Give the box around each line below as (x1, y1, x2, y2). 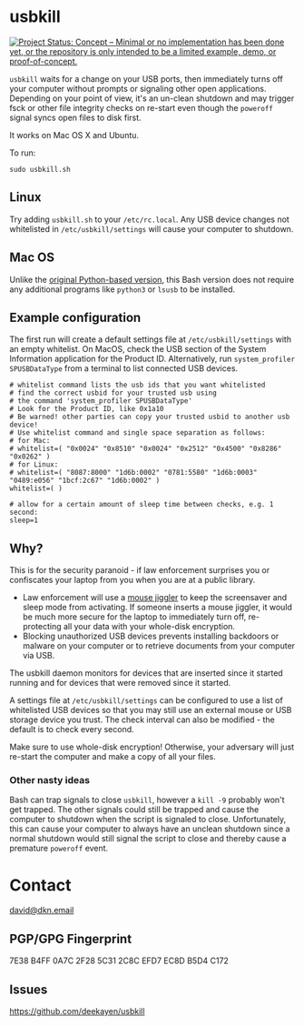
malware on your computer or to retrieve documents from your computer (22, 640, 296, 651)
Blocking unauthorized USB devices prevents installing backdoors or (22, 630, 279, 642)
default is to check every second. (9, 724, 134, 735)
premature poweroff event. (9, 843, 109, 854)
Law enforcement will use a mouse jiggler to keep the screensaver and (22, 592, 288, 603)
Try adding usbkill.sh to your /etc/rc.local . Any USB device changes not (9, 214, 290, 225)
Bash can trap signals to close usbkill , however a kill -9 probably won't (9, 794, 285, 806)
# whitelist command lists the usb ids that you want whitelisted (9, 380, 266, 390)
